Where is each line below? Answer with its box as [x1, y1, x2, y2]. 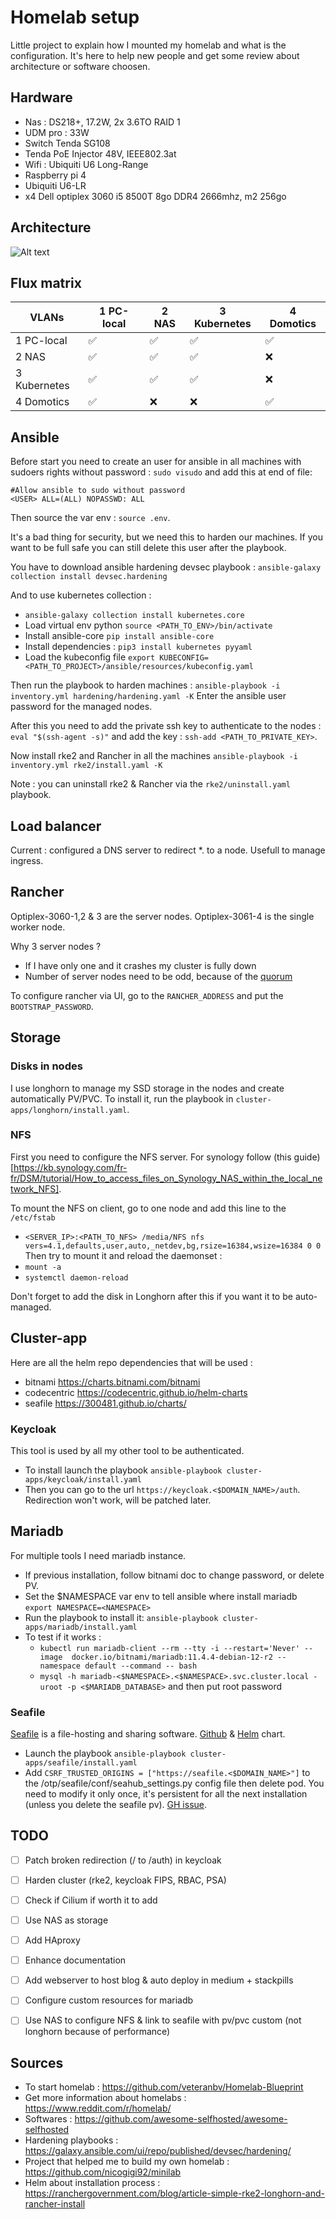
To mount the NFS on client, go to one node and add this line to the [10, 1202, 287, 1214]
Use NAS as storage [24, 1914, 109, 1926]
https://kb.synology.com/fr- [13, 1161, 128, 1173]
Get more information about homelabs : [24, 2092, 187, 2104]
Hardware [10, 89, 73, 106]
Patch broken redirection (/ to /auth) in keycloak [24, 1854, 222, 1866]
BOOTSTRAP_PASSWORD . [10, 1000, 94, 1012]
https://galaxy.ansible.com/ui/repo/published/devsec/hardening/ [24, 2145, 292, 2157]
